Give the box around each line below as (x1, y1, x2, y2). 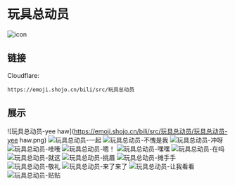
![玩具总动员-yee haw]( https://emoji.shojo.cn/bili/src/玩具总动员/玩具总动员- (7, 127, 228, 135)
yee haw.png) (7, 135, 47, 144)
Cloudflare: (7, 71, 40, 79)
